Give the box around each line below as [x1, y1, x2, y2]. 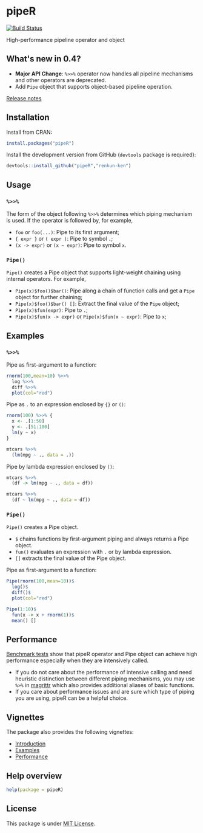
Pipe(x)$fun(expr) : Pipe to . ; [15, 306, 88, 314]
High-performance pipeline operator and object [6, 36, 125, 43]
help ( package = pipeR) [6, 786, 64, 793]
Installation [6, 112, 50, 123]
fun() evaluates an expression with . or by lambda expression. [15, 548, 171, 556]
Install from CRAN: [6, 128, 53, 136]
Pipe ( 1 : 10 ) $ [6, 606, 36, 612]
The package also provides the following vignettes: [6, 728, 134, 736]
